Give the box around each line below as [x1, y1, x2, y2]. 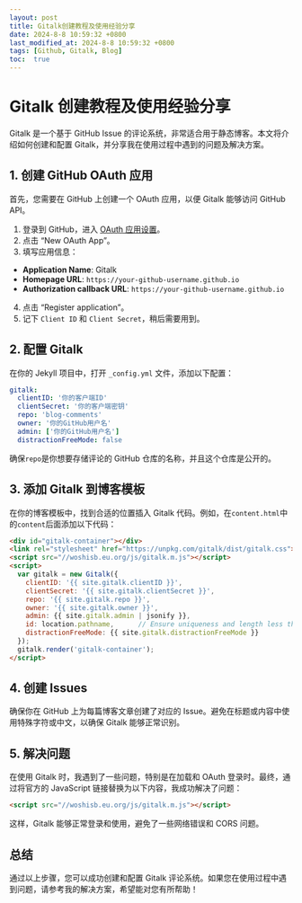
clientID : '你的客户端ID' [17, 394, 108, 403]
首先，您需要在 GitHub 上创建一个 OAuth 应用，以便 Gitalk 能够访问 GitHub [9, 193, 286, 204]
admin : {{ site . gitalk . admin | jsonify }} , [25, 612, 191, 621]
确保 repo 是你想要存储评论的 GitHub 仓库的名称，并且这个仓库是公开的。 [9, 453, 277, 464]
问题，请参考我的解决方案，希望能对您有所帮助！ [16, 883, 199, 894]
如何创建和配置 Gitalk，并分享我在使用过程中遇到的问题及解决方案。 [16, 138, 270, 149]
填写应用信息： [22, 246, 78, 257]
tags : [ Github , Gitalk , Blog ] [9, 47, 123, 56]
